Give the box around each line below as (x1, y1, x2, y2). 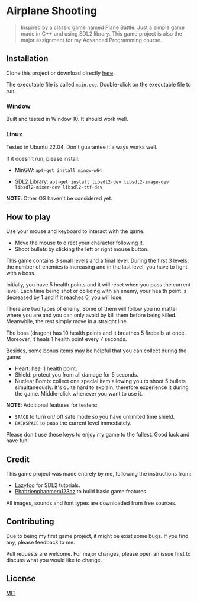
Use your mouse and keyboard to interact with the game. (6, 228, 145, 235)
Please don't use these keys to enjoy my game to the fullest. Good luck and (6, 431, 190, 438)
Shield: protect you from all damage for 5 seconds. (14, 371, 139, 378)
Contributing (6, 517, 54, 527)
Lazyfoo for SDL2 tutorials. (14, 482, 80, 489)
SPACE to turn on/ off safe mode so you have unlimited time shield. (14, 413, 175, 421)
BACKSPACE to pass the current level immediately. (14, 419, 132, 426)
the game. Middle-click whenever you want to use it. (14, 390, 143, 397)
